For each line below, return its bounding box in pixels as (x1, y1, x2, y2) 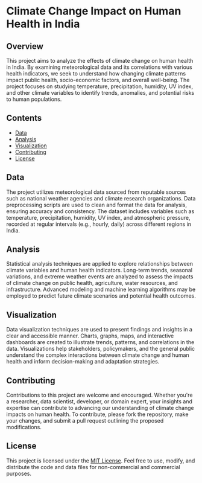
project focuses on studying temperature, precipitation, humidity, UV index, (6, 83, 193, 90)
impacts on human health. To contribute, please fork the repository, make (6, 411, 189, 418)
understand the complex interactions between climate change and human (6, 351, 189, 359)
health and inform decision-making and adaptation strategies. (6, 358, 160, 365)
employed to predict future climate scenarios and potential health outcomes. (6, 292, 196, 299)
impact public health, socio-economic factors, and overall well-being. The (6, 77, 190, 83)
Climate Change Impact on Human (6, 4, 181, 18)
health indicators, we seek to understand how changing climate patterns (6, 70, 186, 77)
